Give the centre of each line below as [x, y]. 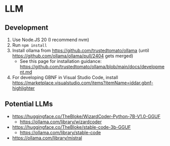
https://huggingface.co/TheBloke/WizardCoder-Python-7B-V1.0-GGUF [86, 116]
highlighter [23, 88]
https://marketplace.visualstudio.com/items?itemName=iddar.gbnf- [83, 83]
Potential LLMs [29, 104]
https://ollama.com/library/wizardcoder [61, 122]
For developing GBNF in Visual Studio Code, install [65, 77]
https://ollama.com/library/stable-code [60, 132]
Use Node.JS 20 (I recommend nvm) [51, 40]
